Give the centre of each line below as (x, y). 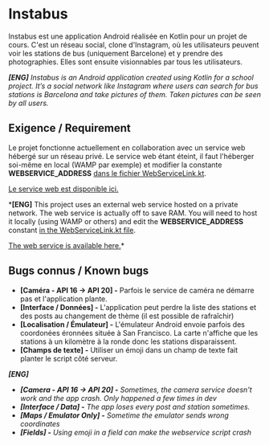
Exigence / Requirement (69, 128)
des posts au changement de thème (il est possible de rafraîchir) (127, 316)
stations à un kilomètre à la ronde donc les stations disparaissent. (128, 341)
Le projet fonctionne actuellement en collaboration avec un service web (127, 147)
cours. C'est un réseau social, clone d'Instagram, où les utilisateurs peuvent (134, 44)
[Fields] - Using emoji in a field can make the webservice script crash (135, 432)
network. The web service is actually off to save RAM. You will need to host (133, 213)
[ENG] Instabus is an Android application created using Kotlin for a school (131, 77)
